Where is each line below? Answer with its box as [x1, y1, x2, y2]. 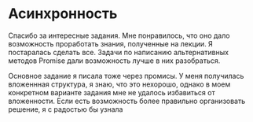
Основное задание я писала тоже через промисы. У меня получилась [8, 71, 244, 80]
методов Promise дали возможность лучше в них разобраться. [8, 56, 221, 65]
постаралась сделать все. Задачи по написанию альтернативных [8, 47, 229, 57]
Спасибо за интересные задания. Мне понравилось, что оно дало [8, 31, 230, 40]
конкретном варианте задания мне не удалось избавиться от [8, 87, 215, 97]
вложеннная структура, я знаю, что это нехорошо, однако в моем [8, 79, 231, 89]
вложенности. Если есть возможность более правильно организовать [8, 96, 246, 105]
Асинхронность [8, 5, 118, 23]
